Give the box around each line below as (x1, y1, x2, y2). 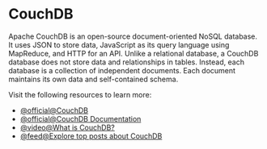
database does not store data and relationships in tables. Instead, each (8, 57, 245, 67)
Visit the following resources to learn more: (8, 89, 152, 99)
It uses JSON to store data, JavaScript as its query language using (8, 39, 230, 49)
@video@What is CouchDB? (19, 122, 115, 132)
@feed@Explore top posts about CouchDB (19, 130, 163, 141)
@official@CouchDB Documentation (19, 114, 142, 123)
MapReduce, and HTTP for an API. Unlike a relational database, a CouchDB (8, 48, 259, 58)
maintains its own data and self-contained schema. (8, 74, 179, 84)
